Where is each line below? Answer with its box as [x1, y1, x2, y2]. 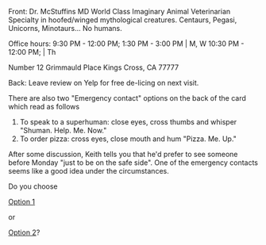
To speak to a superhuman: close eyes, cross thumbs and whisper [19, 117, 237, 126]
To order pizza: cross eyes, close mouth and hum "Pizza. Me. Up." [19, 134, 237, 144]
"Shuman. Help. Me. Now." [19, 126, 107, 135]
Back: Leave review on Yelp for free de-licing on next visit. [8, 78, 199, 87]
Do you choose [8, 182, 58, 191]
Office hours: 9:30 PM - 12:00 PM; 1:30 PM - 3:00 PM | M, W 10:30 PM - [8, 39, 245, 48]
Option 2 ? [8, 228, 40, 237]
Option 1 [8, 197, 36, 206]
